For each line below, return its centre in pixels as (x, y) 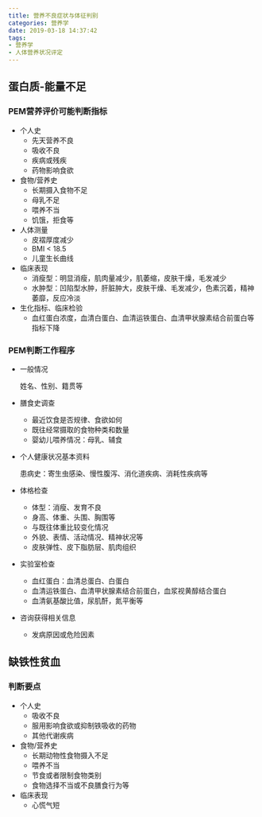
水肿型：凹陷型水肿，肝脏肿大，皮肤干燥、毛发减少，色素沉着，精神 (143, 288)
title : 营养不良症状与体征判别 (53, 16)
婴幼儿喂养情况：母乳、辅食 (77, 439)
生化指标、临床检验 (51, 308)
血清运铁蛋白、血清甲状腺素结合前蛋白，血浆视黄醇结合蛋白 (129, 590)
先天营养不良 (52, 140)
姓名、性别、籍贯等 (51, 386)
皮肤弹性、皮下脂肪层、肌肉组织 (84, 547)
